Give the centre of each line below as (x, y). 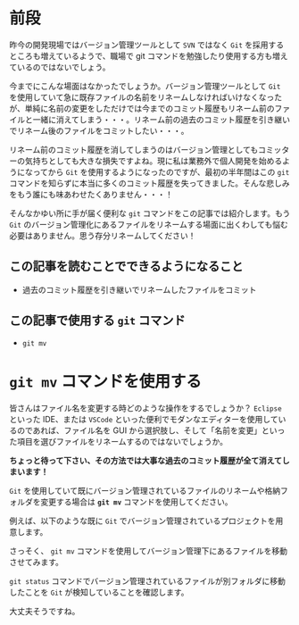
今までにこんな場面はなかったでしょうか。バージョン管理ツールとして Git (145, 86)
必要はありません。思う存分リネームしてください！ (103, 235)
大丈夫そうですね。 (45, 611)
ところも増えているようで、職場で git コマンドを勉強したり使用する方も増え (149, 55)
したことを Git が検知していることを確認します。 (99, 592)
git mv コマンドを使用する (106, 381)
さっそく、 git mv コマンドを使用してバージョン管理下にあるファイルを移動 (149, 551)
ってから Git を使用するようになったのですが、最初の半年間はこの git (161, 171)
